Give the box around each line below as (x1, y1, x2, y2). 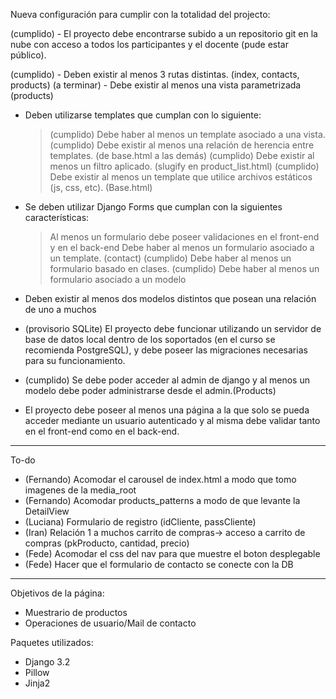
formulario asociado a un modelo (49, 274, 187, 285)
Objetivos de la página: (10, 587, 105, 599)
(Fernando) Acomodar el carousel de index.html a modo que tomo (24, 474, 297, 485)
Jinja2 (24, 677, 51, 689)
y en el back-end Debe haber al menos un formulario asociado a (49, 242, 315, 253)
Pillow (24, 667, 50, 678)
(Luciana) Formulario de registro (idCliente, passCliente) (24, 516, 257, 528)
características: (24, 212, 90, 223)
